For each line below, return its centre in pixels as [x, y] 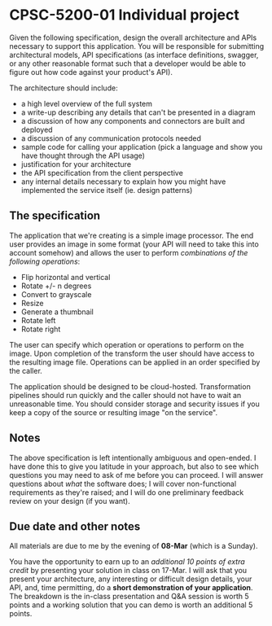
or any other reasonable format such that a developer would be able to [128, 63]
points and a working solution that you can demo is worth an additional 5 [131, 605]
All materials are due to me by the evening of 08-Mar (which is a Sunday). [134, 546]
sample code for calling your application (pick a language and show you [142, 147]
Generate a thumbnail [57, 312]
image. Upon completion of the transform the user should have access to [132, 353]
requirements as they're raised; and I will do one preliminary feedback [127, 492]
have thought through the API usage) [83, 155]
